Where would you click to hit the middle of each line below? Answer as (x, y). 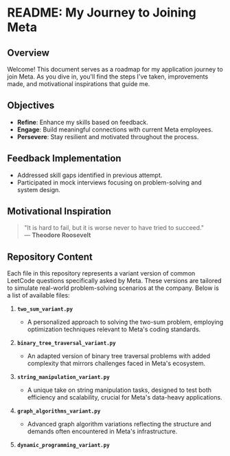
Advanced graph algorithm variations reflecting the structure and (119, 424)
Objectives (31, 106)
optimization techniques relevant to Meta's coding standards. (114, 329)
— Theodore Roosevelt (57, 235)
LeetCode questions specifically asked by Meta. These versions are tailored (114, 281)
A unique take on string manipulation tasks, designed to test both (119, 390)
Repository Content (50, 257)
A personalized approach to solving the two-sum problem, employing (125, 322)
